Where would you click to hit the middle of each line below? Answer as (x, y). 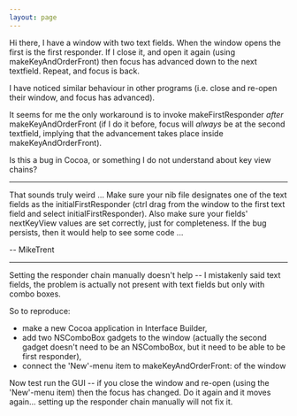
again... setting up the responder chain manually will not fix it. (121, 401)
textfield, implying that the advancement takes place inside (116, 133)
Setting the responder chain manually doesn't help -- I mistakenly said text (145, 274)
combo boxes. (35, 294)
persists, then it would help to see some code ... (96, 232)
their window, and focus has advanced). (82, 97)
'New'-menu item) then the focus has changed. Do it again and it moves (140, 392)
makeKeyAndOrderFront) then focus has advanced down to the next (133, 61)
